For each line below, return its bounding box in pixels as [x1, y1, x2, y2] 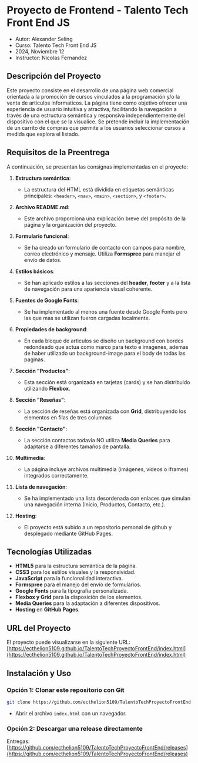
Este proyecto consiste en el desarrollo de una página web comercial [6, 86, 174, 94]
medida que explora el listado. [6, 130, 80, 137]
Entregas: [6, 738, 30, 745]
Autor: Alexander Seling [15, 35, 73, 42]
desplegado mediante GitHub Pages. [24, 530, 113, 537]
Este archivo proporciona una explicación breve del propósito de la [24, 215, 186, 222]
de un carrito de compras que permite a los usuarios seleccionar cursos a [6, 124, 186, 131]
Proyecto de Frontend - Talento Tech [6, 4, 189, 17]
